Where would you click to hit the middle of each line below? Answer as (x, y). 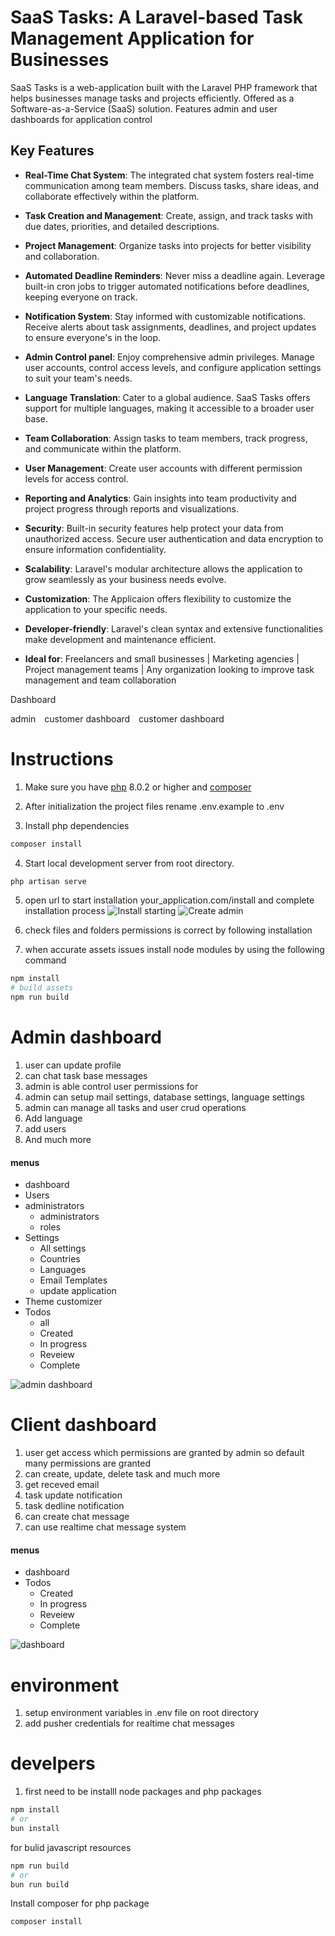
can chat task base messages (86, 1075)
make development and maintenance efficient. (120, 639)
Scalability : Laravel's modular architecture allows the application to (163, 568)
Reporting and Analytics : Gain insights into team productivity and (160, 498)
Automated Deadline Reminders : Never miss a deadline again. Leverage (175, 275)
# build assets (42, 988)
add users (45, 1129)
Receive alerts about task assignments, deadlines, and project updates (170, 327)
